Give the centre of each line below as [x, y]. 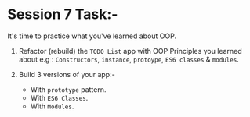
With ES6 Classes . [59, 97]
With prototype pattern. [68, 89]
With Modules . [52, 106]
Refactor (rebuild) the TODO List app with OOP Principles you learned [130, 51]
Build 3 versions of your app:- [67, 74]
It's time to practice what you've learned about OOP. [92, 36]
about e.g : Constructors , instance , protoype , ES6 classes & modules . [129, 59]
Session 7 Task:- [63, 14]
